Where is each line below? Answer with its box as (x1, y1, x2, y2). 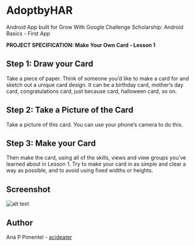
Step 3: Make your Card (6, 138, 96, 148)
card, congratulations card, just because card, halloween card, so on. (6, 88, 178, 95)
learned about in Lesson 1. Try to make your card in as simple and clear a (6, 160, 187, 168)
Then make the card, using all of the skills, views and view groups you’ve (6, 154, 187, 161)
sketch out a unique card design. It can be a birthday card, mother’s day (6, 81, 184, 88)
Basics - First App (6, 29, 51, 37)
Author (6, 217, 33, 228)
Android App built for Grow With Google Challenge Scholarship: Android (6, 23, 184, 31)
